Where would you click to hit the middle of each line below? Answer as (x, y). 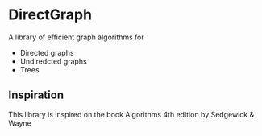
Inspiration (36, 95)
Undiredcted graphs (53, 61)
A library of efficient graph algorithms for (77, 37)
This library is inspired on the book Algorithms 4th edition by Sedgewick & (131, 114)
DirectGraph (50, 15)
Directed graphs (47, 52)
